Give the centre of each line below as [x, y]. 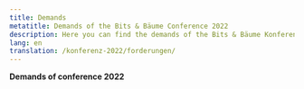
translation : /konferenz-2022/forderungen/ [93, 51]
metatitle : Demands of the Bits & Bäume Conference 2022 [119, 26]
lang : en [26, 43]
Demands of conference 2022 [67, 76]
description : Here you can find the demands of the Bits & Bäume [135, 34]
